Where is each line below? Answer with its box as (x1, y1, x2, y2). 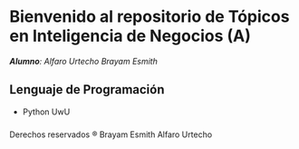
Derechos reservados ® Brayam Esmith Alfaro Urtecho (9, 129, 213, 140)
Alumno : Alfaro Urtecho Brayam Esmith (9, 55, 159, 66)
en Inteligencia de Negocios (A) (9, 25, 252, 46)
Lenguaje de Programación (9, 82, 165, 97)
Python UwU (22, 106, 71, 117)
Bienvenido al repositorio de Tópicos (9, 6, 290, 27)
